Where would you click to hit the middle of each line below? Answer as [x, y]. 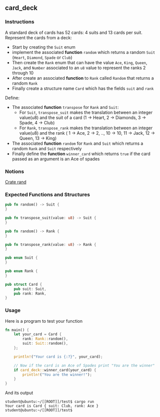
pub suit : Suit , [30, 289]
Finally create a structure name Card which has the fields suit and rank [83, 88]
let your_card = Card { [38, 334]
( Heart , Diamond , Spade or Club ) [42, 57]
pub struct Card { [24, 284]
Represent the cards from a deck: [39, 37]
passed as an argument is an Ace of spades [56, 159]
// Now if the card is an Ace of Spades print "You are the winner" [84, 365]
